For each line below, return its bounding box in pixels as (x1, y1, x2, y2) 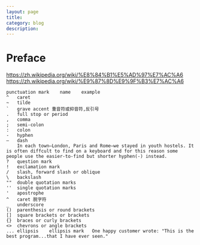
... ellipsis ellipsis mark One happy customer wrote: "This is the (6, 228, 195, 234)
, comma (6, 116, 31, 123)
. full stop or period (6, 112, 68, 118)
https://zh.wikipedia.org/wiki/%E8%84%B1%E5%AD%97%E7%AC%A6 (6, 71, 184, 79)
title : (6, 14, 23, 20)
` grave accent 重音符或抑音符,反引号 (6, 106, 99, 112)
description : (6, 25, 39, 32)
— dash (6, 138, 28, 144)
